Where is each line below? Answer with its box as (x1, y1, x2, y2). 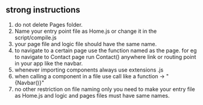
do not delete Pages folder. (14, 21, 83, 28)
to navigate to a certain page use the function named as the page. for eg (14, 47, 197, 54)
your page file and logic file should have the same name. (14, 40, 157, 47)
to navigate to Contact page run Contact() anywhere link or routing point (14, 53, 196, 60)
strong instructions (5, 5, 80, 15)
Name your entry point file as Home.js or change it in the (14, 27, 157, 35)
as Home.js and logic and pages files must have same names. (14, 92, 170, 99)
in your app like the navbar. (14, 59, 83, 67)
